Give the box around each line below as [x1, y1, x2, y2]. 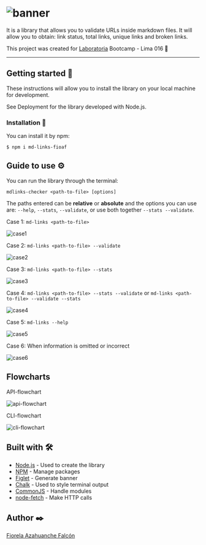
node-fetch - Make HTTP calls [15, 494, 93, 501]
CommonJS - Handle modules [15, 487, 92, 495]
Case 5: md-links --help [6, 318, 69, 326]
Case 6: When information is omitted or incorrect [6, 342, 130, 349]
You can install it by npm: [6, 132, 70, 140]
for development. [6, 91, 50, 98]
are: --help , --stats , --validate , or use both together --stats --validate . [6, 206, 194, 213]
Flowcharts [6, 372, 51, 383]
